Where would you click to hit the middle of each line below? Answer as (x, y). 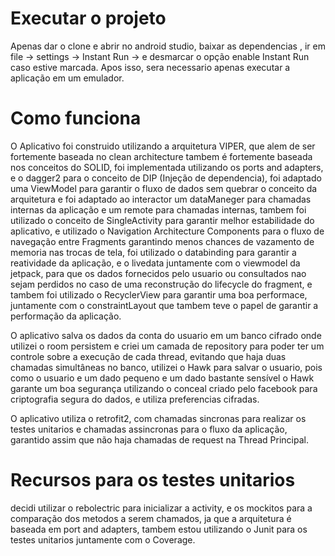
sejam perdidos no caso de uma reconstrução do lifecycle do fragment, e (161, 284)
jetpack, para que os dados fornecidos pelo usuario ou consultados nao (158, 273)
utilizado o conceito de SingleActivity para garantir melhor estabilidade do (162, 220)
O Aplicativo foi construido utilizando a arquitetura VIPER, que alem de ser (163, 146)
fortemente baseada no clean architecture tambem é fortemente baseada (161, 156)
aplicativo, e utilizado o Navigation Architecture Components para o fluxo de (167, 231)
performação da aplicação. (66, 316)
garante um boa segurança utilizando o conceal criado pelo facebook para (164, 388)
